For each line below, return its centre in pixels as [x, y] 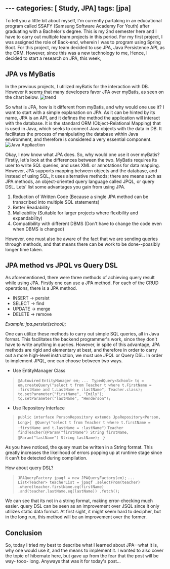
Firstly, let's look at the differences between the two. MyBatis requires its [81, 160]
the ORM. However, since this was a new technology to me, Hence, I [76, 53]
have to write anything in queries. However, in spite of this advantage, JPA [83, 345]
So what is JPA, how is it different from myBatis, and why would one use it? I [85, 107]
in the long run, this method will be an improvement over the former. [76, 517]
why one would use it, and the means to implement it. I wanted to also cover [84, 551]
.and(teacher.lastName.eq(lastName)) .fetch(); [69, 491]
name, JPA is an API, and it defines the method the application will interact [83, 118]
